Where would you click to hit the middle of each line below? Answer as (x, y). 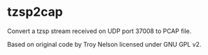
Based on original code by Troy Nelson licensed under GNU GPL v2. (104, 44)
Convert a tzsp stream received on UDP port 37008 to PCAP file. (99, 31)
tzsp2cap (35, 12)
